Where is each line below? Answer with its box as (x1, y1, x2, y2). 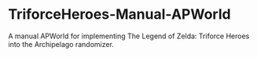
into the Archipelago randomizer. (8, 39, 114, 48)
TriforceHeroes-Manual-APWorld (8, 5, 231, 23)
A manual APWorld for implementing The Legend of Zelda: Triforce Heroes (8, 31, 250, 41)
